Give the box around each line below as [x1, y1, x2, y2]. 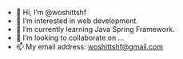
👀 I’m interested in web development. [15, 16, 138, 26]
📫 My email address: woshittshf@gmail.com [15, 42, 164, 51]
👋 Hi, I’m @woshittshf [15, 8, 87, 17]
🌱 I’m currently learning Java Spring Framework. [15, 25, 176, 33]
